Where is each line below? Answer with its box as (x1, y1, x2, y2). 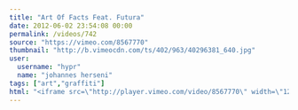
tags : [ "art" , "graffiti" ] (9, 79, 105, 88)
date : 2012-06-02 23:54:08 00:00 (9, 21, 133, 30)
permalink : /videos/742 (9, 29, 98, 38)
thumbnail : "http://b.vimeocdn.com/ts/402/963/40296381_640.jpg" (9, 46, 255, 55)
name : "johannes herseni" (17, 71, 114, 80)
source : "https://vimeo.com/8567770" (9, 37, 149, 47)
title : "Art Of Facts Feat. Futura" (9, 12, 145, 22)
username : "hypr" (17, 63, 82, 72)
